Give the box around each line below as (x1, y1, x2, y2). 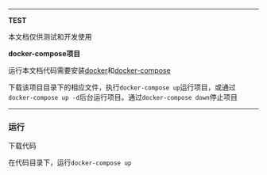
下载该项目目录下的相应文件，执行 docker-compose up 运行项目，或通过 (8, 82, 236, 92)
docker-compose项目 (8, 49, 81, 58)
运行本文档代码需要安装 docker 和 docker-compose (8, 66, 171, 75)
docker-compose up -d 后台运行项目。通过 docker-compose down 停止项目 (8, 93, 238, 101)
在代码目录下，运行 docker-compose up (8, 158, 132, 167)
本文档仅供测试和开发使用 (8, 32, 92, 41)
